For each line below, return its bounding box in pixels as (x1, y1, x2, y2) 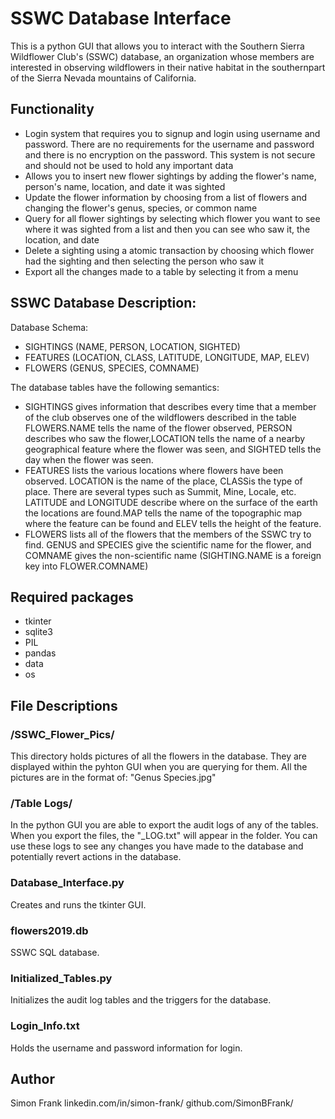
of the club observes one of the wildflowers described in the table (24, 411, 297, 423)
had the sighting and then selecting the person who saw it (24, 255, 265, 267)
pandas (24, 647, 57, 659)
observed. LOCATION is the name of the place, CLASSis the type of (24, 475, 303, 487)
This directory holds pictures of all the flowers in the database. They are (10, 750, 308, 762)
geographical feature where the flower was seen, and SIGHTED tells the (24, 443, 322, 455)
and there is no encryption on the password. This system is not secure (24, 148, 316, 161)
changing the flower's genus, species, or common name (24, 202, 258, 214)
